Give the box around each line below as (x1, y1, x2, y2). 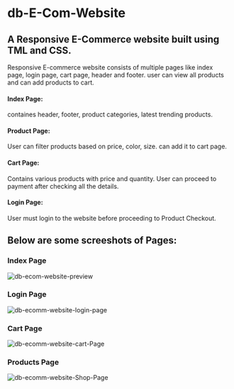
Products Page (7, 357, 59, 367)
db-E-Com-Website (7, 5, 126, 21)
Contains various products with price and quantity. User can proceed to (7, 174, 217, 182)
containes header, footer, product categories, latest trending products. (7, 110, 213, 119)
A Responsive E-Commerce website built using (7, 33, 220, 45)
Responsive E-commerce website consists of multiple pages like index (7, 63, 213, 72)
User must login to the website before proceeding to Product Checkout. (7, 214, 216, 222)
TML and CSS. (7, 44, 72, 56)
